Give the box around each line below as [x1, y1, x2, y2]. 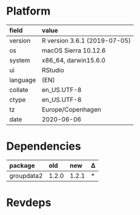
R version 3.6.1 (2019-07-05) [41, 36, 132, 45]
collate [9, 85, 28, 94]
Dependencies [6, 139, 81, 153]
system [9, 56, 30, 64]
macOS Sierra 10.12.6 [41, 46, 106, 55]
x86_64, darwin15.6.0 [41, 56, 106, 64]
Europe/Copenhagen [41, 105, 101, 113]
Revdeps [6, 196, 52, 210]
